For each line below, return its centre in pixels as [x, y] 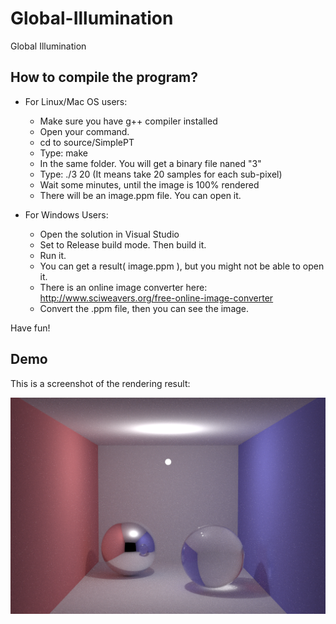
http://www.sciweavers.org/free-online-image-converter [156, 298]
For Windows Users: [66, 214]
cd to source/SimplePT [87, 142]
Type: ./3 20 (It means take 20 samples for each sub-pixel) [161, 174]
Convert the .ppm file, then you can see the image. [144, 308]
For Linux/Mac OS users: [76, 101]
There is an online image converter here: [123, 287]
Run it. [53, 255]
